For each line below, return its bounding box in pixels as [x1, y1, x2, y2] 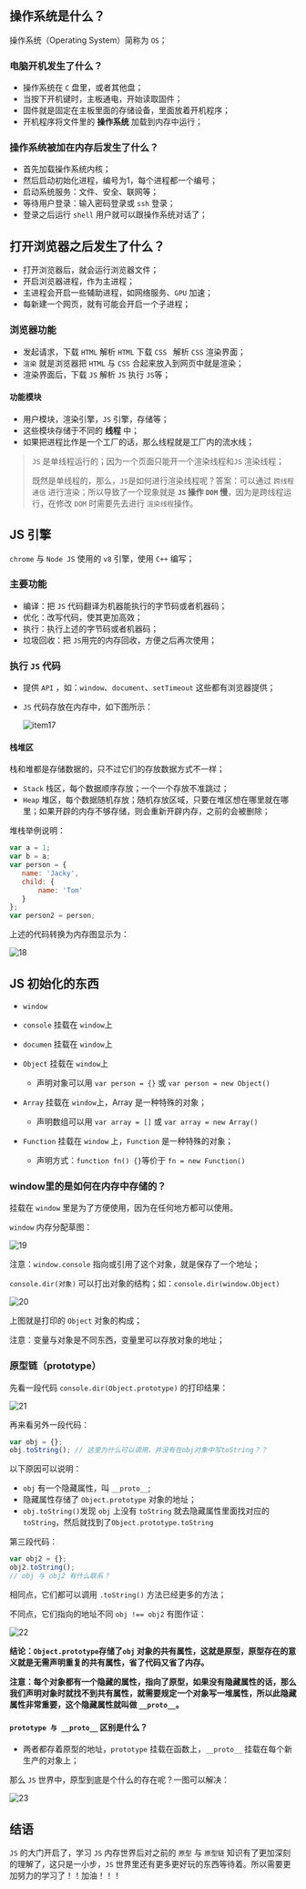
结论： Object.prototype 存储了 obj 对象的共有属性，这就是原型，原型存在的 [9, 1645, 289, 1657]
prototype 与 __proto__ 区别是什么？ [9, 1721, 148, 1732]
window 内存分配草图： [9, 1222, 93, 1233]
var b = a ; [9, 852, 51, 862]
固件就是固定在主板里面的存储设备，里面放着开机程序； [22, 105, 230, 116]
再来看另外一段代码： [9, 1419, 89, 1430]
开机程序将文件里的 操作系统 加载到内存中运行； [22, 117, 203, 128]
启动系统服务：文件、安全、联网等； [22, 186, 159, 198]
